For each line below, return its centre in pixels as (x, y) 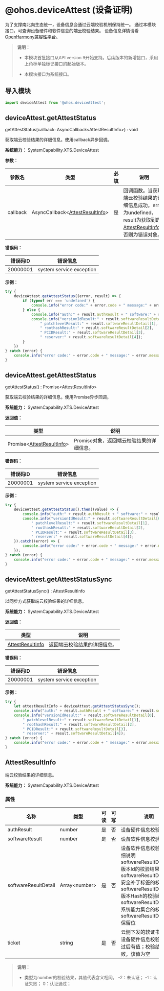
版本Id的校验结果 (140, 869)
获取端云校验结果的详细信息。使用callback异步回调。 (59, 140)
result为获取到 (140, 220)
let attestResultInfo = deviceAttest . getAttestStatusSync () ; (77, 706)
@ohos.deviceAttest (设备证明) (69, 10)
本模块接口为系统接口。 (48, 74)
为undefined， (140, 212)
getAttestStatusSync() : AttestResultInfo (45, 591)
